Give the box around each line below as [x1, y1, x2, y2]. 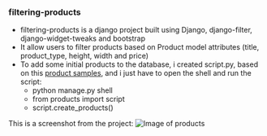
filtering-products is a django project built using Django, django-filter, [19, 25, 253, 35]
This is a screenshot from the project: [8, 119, 134, 129]
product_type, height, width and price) [19, 51, 149, 61]
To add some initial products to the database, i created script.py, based [19, 59, 258, 69]
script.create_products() [32, 103, 114, 112]
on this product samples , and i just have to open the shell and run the [19, 68, 252, 78]
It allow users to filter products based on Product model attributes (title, [19, 42, 260, 52]
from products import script [32, 94, 125, 104]
